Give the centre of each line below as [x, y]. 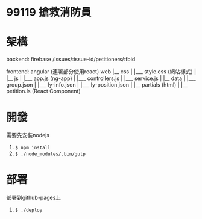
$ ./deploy [29, 210]
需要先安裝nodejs [28, 135]
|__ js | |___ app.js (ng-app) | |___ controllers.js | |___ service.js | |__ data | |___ [101, 78]
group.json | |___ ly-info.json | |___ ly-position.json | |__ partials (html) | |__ [97, 85]
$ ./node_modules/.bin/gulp [50, 154]
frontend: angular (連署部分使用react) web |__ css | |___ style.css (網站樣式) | [101, 72]
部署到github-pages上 [34, 197]
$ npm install [33, 148]
